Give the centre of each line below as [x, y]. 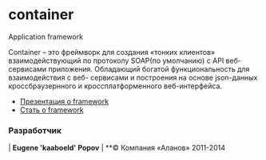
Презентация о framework [64, 101]
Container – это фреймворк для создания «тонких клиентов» [112, 52]
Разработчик [35, 131]
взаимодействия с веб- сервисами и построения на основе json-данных [133, 77]
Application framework [46, 37]
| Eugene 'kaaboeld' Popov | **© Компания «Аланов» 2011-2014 [117, 148]
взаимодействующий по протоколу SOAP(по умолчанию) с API [116, 60]
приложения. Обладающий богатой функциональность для [149, 68]
